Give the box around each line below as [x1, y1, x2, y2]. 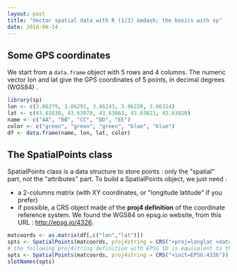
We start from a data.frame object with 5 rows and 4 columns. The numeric [7, 68, 226, 77]
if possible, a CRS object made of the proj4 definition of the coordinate [17, 203, 226, 212]
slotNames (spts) [7, 258, 55, 265]
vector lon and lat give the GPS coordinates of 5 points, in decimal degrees [7, 75, 225, 84]
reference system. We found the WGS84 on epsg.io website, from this [17, 211, 222, 219]
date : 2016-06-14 [7, 23, 59, 30]
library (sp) [7, 96, 42, 104]
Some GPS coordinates [7, 49, 111, 61]
